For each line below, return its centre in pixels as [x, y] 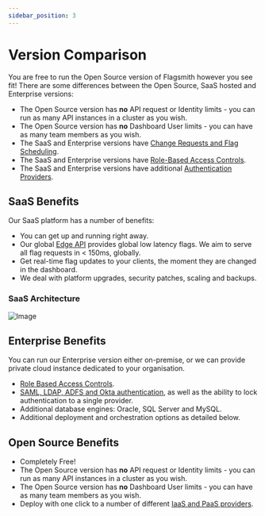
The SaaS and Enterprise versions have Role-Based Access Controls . [133, 160]
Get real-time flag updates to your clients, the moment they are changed [138, 261]
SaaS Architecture [44, 298]
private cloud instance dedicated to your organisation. [96, 368]
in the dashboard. [48, 270]
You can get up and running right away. [84, 236]
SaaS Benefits [44, 201]
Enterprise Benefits [57, 341]
